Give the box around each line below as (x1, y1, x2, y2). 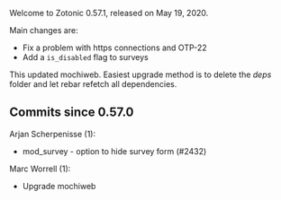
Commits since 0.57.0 (9, 105, 134, 120)
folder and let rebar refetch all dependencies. (9, 79, 177, 89)
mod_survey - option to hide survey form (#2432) (22, 145, 207, 156)
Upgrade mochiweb (22, 180, 96, 191)
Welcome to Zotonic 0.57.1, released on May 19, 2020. (9, 8, 209, 18)
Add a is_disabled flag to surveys (22, 52, 149, 62)
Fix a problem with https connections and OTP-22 (22, 42, 207, 53)
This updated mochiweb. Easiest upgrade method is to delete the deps (9, 69, 272, 80)
